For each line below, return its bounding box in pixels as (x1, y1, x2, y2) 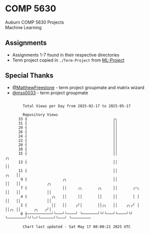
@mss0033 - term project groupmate (12, 90, 89, 96)
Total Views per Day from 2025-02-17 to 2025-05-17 (23, 103, 131, 108)
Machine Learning (5, 24, 42, 30)
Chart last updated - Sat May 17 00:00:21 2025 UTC (23, 224, 131, 229)
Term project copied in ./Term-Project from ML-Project (12, 57, 124, 63)
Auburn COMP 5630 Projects (5, 19, 64, 25)
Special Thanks (5, 71, 54, 80)
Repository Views (23, 112, 58, 117)
